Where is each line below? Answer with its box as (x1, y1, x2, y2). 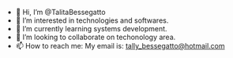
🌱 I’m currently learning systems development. (15, 24, 167, 33)
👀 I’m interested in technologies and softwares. (15, 16, 169, 25)
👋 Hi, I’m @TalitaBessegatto (15, 8, 106, 16)
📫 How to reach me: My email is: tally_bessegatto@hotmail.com (15, 42, 225, 50)
